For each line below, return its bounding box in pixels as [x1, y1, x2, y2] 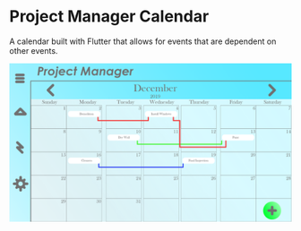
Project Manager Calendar [9, 6, 210, 27]
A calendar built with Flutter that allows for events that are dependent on [9, 36, 277, 47]
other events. [9, 45, 58, 56]
